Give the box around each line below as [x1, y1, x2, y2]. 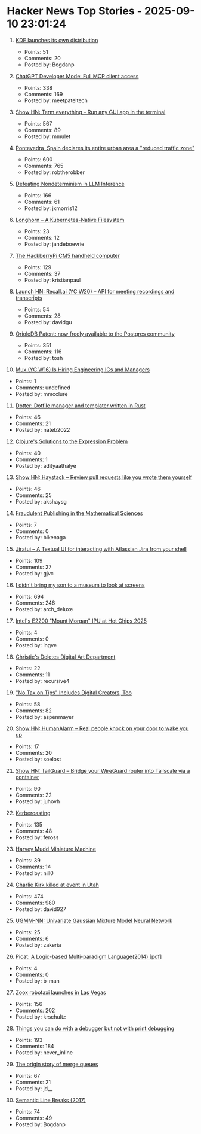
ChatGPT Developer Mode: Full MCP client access [15, 72, 139, 80]
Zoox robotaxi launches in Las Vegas [15, 989, 106, 996]
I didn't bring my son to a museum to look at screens [15, 581, 145, 589]
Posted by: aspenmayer [15, 713, 74, 720]
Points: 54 [24, 306, 50, 313]
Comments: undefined [15, 384, 71, 391]
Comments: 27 [15, 563, 52, 571]
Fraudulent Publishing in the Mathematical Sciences [15, 510, 143, 517]
